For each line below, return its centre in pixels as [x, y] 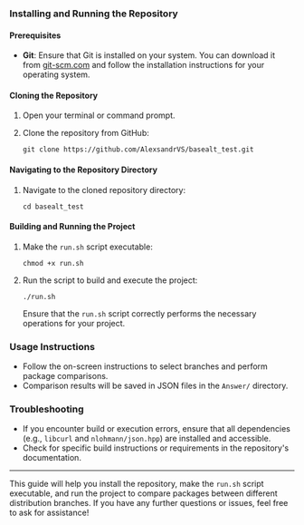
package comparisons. [65, 376]
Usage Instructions [52, 346]
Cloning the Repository [53, 95]
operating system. [56, 74]
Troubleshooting [47, 409]
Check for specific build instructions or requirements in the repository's [156, 448]
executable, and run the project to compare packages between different [143, 493]
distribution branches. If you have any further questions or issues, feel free [149, 503]
